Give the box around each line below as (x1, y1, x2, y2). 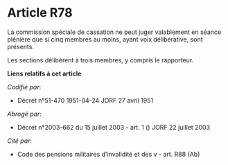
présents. (7, 42, 35, 51)
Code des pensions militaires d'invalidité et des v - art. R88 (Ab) (17, 150, 200, 158)
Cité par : (7, 137, 33, 145)
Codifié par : (7, 82, 42, 91)
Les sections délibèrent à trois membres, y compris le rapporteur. (7, 55, 194, 64)
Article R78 (7, 5, 73, 21)
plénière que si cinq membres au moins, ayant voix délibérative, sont (7, 35, 203, 43)
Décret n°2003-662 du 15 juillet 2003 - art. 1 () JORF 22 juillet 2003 (17, 123, 210, 131)
